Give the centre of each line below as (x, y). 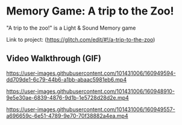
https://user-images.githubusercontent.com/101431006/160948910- (90, 91)
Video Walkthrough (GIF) (54, 59)
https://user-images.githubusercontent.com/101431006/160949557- (91, 109)
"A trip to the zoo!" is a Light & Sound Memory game (71, 28)
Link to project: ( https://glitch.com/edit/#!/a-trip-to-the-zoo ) (81, 39)
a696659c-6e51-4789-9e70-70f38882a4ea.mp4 (67, 115)
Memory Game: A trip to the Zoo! (90, 11)
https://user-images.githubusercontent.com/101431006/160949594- (91, 73)
